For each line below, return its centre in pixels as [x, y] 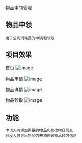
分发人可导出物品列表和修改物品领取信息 [41, 136]
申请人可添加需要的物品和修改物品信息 [39, 131]
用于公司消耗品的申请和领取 [30, 38]
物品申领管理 [18, 7]
